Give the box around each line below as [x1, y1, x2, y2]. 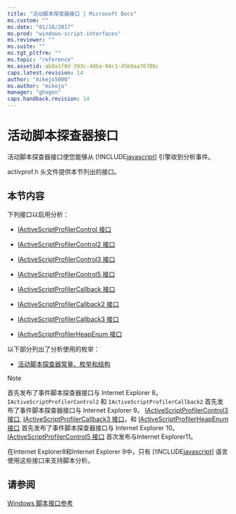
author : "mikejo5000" [7, 75, 71, 83]
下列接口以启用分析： [7, 210, 69, 218]
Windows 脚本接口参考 [7, 499, 73, 507]
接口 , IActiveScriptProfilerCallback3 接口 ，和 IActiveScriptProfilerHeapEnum [7, 415, 229, 423]
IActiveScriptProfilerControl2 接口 [17, 240, 116, 249]
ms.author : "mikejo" [7, 82, 68, 89]
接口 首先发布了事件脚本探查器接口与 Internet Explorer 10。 [7, 423, 179, 432]
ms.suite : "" [7, 43, 46, 50]
